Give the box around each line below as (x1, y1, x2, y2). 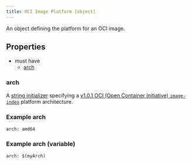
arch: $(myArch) (6, 153, 46, 159)
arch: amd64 (6, 126, 35, 133)
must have (14, 57, 40, 65)
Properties (6, 42, 46, 52)
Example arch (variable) (6, 140, 76, 148)
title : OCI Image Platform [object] (6, 8, 96, 15)
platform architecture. (20, 98, 73, 105)
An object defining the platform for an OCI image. (6, 25, 125, 32)
